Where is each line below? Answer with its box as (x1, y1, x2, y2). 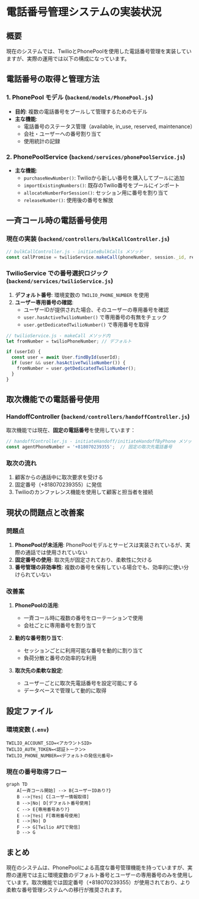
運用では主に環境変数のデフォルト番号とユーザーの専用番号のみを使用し (16, 872, 193, 879)
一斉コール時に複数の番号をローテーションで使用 (23, 615, 143, 622)
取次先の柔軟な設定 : (14, 667, 63, 674)
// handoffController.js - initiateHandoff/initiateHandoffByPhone (6, 439, 176, 444)
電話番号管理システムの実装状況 (6, 5, 162, 19)
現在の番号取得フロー (6, 768, 67, 776)
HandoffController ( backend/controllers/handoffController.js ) (6, 412, 190, 421)
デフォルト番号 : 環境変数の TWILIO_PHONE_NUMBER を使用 (14, 291, 149, 298)
